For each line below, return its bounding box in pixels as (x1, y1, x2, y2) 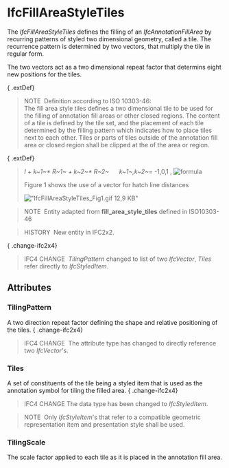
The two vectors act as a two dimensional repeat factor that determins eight (7, 63, 221, 71)
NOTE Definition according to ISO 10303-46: (23, 96, 152, 105)
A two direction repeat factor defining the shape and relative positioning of (7, 318, 218, 326)
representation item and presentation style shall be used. (23, 420, 185, 428)
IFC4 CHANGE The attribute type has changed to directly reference (23, 339, 217, 347)
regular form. (7, 50, 45, 58)
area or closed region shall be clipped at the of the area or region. (23, 140, 210, 149)
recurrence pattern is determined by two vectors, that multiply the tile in (7, 42, 210, 50)
